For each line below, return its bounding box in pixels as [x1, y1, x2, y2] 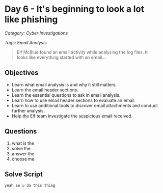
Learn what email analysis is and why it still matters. [11, 82, 117, 87]
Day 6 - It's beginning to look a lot [4, 3, 144, 15]
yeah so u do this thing [4, 183, 55, 188]
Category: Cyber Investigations [4, 30, 68, 36]
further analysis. [11, 108, 45, 113]
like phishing [4, 14, 58, 25]
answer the [11, 151, 35, 157]
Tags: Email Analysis [4, 39, 47, 45]
